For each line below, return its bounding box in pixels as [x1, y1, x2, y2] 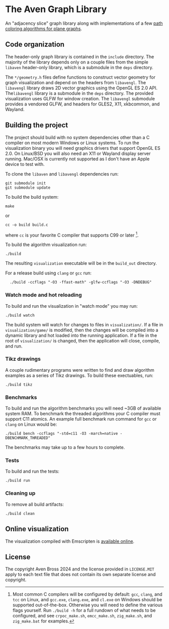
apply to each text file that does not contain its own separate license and [5, 571, 156, 578]
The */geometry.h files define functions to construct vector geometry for [5, 74, 156, 80]
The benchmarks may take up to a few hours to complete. [5, 444, 125, 450]
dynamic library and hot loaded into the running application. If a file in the [5, 332, 157, 338]
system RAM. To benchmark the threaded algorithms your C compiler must [5, 411, 160, 417]
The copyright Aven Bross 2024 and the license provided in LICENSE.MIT [5, 566, 154, 572]
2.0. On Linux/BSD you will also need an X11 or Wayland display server [5, 150, 151, 156]
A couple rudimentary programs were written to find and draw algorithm [5, 367, 154, 373]
